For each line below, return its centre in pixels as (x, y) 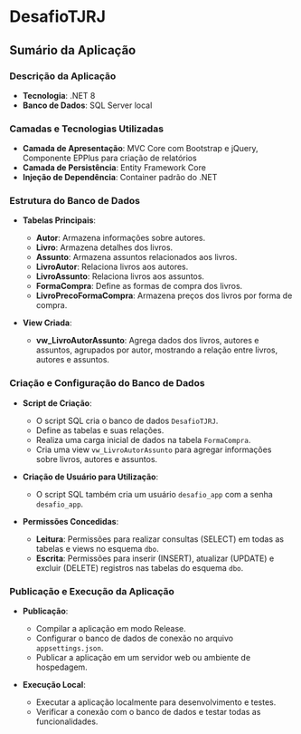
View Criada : (47, 323)
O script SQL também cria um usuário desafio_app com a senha (154, 494)
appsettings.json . (70, 648)
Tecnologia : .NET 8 (59, 95)
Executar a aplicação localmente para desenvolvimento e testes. (156, 702)
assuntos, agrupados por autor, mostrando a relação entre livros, (157, 350)
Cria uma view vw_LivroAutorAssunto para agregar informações (154, 449)
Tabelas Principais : (59, 220)
